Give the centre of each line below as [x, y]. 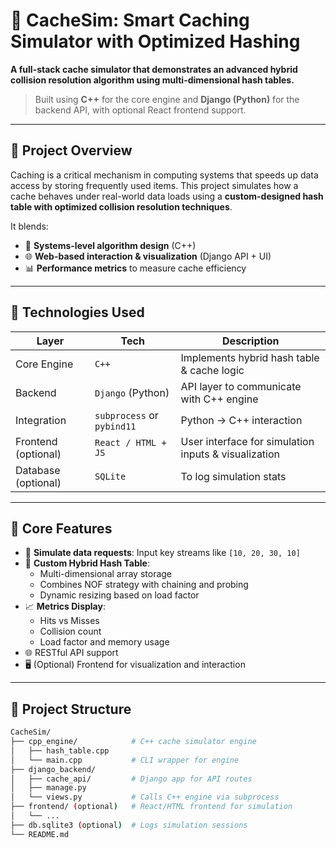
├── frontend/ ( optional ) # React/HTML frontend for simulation [151, 807]
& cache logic [212, 370]
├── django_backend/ [53, 769]
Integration [41, 420]
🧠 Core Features [61, 528]
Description [251, 341]
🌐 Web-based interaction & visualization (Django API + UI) [148, 256]
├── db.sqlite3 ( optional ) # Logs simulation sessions [129, 825]
